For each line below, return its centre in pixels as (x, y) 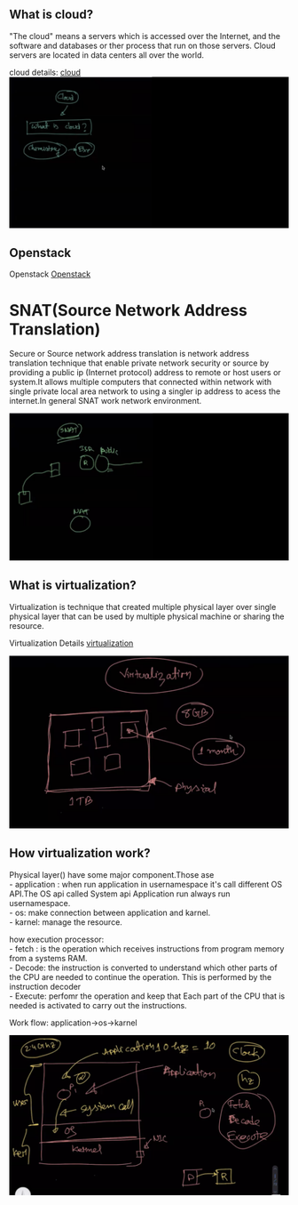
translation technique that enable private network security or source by (139, 363)
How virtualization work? (80, 853)
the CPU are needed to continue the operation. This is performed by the (141, 976)
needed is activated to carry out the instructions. (98, 1005)
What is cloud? (51, 15)
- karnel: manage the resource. (66, 922)
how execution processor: (57, 939)
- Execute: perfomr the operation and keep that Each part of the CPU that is (147, 996)
